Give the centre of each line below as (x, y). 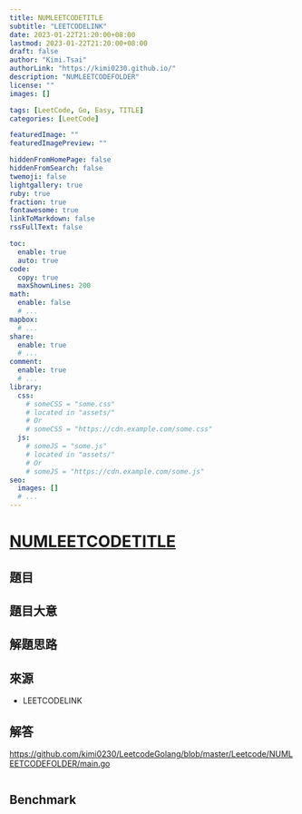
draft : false (34, 52)
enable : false (44, 303)
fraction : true (38, 202)
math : (19, 294)
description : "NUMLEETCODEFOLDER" (75, 77)
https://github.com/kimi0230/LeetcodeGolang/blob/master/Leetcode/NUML (151, 753)
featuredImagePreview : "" (58, 143)
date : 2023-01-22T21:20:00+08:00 (73, 34)
